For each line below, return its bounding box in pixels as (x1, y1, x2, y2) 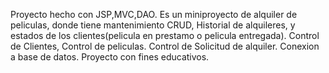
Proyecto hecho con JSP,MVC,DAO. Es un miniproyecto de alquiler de (10, 9, 298, 20)
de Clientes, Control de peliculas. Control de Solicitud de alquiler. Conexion (10, 40, 320, 52)
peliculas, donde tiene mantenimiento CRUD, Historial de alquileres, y (10, 19, 296, 31)
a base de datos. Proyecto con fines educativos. (10, 51, 210, 63)
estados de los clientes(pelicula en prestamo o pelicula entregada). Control (10, 30, 320, 41)
